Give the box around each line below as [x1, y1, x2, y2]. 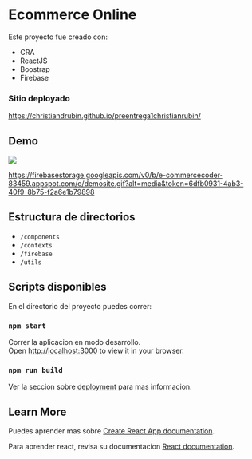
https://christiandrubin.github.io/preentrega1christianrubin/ [8, 111, 201, 121]
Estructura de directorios [8, 210, 136, 224]
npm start [8, 321, 46, 330]
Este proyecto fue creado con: [8, 32, 108, 42]
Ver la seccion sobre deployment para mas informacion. [8, 382, 193, 392]
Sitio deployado [8, 93, 70, 104]
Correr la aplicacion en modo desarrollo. [8, 337, 141, 346]
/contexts [19, 241, 53, 249]
